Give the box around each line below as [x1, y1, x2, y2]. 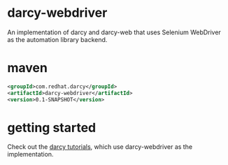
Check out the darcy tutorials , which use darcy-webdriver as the [7, 143, 193, 151]
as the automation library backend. [7, 35, 108, 43]
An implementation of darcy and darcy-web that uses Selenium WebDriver [7, 28, 222, 36]
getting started [7, 120, 97, 136]
